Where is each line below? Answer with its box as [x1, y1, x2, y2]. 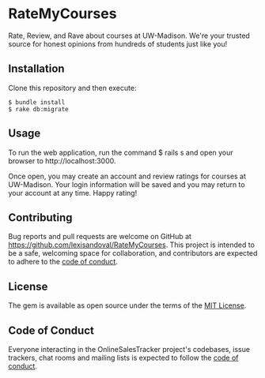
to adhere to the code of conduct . [8, 257, 119, 267]
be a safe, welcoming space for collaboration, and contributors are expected [8, 249, 258, 258]
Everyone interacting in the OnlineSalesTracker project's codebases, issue [8, 345, 251, 354]
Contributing [8, 211, 73, 224]
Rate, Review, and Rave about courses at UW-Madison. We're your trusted [8, 31, 251, 40]
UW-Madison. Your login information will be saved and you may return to [8, 179, 245, 189]
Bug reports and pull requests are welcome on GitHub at [8, 232, 192, 241]
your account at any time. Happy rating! [8, 188, 138, 197]
